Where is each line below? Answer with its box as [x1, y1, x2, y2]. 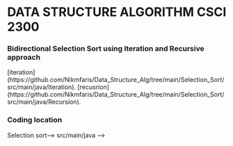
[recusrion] [77, 83, 110, 91]
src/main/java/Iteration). [7, 83, 77, 91]
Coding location [7, 115, 63, 125]
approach [7, 53, 40, 63]
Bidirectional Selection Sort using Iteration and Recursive [7, 44, 204, 54]
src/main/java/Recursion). [7, 98, 81, 106]
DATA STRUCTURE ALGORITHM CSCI [7, 4, 227, 20]
